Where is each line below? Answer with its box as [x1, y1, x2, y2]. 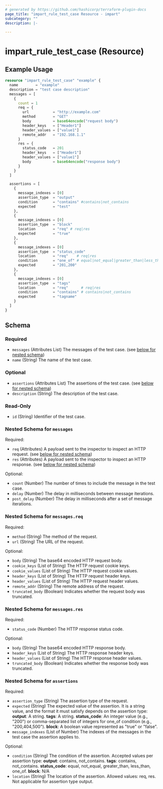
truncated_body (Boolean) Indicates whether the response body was [12, 660, 149, 666]
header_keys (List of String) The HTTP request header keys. [12, 573, 131, 579]
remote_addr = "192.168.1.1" [22, 132, 86, 137]
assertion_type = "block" [17, 222, 73, 227]
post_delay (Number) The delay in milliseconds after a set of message [12, 496, 152, 502]
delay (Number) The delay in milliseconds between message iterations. [12, 491, 154, 497]
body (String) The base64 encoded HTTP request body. [12, 557, 123, 563]
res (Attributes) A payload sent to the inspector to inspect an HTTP [12, 456, 147, 462]
